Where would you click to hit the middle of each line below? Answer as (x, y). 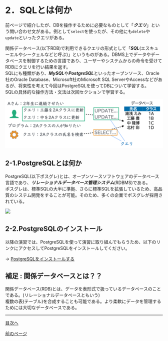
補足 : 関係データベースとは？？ (54, 276)
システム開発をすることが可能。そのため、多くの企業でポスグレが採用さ (88, 195)
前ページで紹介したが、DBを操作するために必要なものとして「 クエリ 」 (78, 25)
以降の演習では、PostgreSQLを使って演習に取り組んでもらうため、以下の (81, 242)
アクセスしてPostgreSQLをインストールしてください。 (74, 248)
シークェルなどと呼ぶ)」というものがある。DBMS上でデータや (86, 54)
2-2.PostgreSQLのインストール (54, 229)
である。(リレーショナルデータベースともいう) (52, 295)
